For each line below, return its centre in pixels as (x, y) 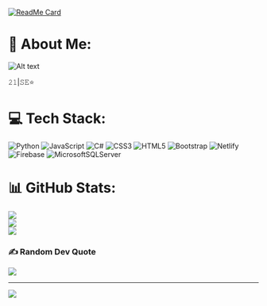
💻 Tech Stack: (57, 119)
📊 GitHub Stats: (62, 188)
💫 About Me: (50, 44)
